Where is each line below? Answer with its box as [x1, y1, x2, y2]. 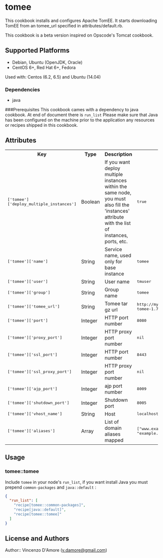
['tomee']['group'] [7, 290, 50, 295]
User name [104, 278, 130, 285]
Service [104, 246, 122, 253]
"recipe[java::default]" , [14, 507, 66, 512]
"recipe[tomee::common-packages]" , [14, 503, 86, 508]
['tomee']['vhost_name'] [7, 411, 63, 417]
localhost [136, 411, 159, 417]
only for [104, 258, 122, 265]
